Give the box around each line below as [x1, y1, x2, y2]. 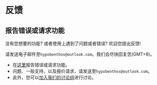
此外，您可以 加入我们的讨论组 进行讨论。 [12, 74, 96, 80]
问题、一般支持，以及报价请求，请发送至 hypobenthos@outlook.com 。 [12, 68, 152, 74]
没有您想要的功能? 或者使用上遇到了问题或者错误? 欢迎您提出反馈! [5, 41, 141, 46]
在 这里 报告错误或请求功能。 [12, 62, 70, 68]
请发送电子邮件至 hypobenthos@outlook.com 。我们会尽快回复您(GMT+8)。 [5, 51, 154, 57]
